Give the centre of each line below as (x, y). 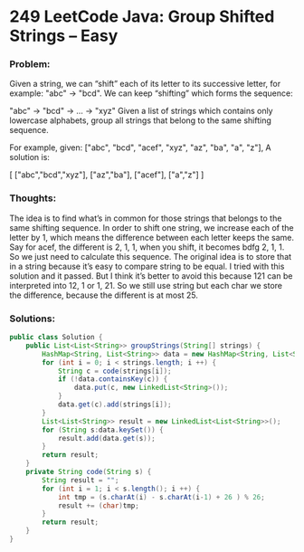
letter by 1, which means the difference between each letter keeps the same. (152, 237)
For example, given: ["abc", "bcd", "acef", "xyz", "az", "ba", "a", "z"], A (140, 148)
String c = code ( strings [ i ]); (114, 371)
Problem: (30, 64)
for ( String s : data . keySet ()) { (103, 430)
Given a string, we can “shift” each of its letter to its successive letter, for (145, 84)
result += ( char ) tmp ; (99, 505)
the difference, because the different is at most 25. (104, 295)
